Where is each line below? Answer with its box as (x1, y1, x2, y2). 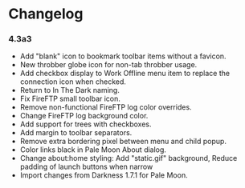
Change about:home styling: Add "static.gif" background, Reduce (19, 154, 238, 163)
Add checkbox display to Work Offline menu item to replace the (19, 69, 231, 78)
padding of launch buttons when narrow (19, 162, 153, 172)
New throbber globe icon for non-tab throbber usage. (19, 60, 198, 70)
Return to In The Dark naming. (19, 86, 120, 95)
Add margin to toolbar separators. (19, 128, 133, 138)
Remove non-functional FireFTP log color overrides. (19, 102, 192, 112)
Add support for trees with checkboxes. (19, 119, 152, 129)
